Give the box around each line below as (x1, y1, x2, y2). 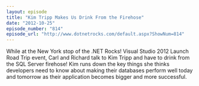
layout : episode (6, 8, 47, 15)
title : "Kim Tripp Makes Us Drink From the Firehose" (6, 14, 145, 20)
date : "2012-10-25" (6, 20, 55, 26)
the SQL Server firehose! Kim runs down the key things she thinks (6, 61, 170, 68)
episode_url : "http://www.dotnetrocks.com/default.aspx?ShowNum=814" (6, 31, 185, 37)
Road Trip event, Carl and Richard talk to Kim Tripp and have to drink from (6, 54, 190, 61)
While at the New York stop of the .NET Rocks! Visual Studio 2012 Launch (6, 48, 189, 55)
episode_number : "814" (6, 25, 63, 32)
